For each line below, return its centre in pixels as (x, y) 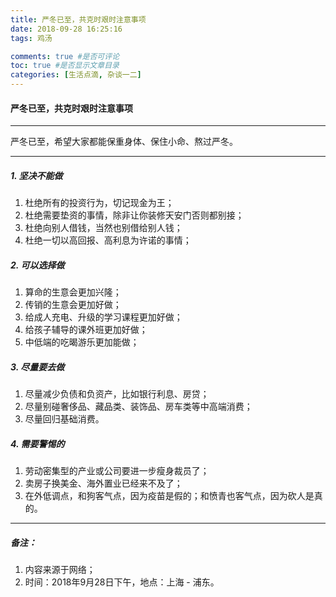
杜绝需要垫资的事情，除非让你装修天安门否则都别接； (134, 215)
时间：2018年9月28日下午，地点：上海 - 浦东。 (122, 582)
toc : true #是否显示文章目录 (65, 66)
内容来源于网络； (60, 570)
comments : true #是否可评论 (65, 56)
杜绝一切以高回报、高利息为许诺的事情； (108, 240)
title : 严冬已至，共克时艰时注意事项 (78, 19)
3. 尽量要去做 (37, 367)
